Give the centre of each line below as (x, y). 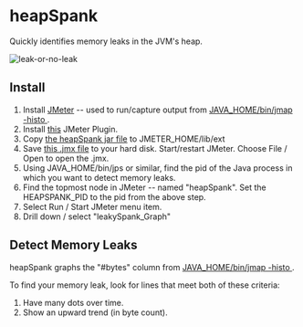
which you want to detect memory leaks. (99, 177)
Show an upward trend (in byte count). (95, 312)
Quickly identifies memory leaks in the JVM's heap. (106, 41)
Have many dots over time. (73, 302)
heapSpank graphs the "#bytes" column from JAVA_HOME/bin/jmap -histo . (152, 267)
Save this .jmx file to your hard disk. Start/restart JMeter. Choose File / (155, 148)
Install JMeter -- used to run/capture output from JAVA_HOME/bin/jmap (158, 110)
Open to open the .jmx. (66, 158)
